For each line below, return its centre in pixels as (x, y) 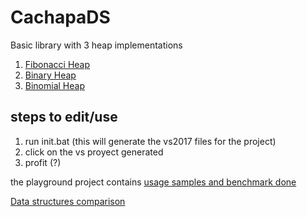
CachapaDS (60, 17)
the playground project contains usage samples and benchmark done (153, 182)
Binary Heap (50, 75)
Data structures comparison (68, 201)
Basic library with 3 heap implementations (96, 45)
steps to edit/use (64, 117)
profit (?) (43, 162)
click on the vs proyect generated (94, 152)
